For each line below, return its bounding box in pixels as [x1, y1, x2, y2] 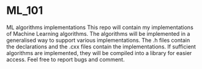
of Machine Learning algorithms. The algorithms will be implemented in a [6, 30, 190, 37]
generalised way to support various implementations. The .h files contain [6, 36, 190, 44]
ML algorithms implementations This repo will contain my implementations [6, 24, 194, 31]
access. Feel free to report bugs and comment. [6, 56, 125, 63]
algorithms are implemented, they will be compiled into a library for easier [6, 49, 192, 56]
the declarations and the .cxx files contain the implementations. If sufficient [6, 43, 196, 50]
